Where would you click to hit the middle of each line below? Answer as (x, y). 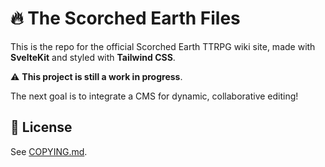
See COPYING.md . (49, 151)
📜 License (41, 127)
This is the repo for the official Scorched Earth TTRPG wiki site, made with (163, 46)
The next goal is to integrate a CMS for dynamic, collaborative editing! (154, 96)
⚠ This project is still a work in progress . (96, 76)
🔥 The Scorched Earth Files (125, 18)
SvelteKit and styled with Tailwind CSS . (93, 57)
